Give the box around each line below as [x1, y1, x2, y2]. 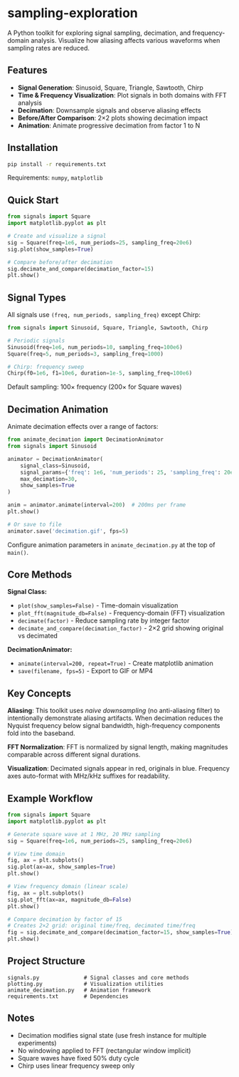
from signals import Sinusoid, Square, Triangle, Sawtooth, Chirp [7, 324, 208, 332]
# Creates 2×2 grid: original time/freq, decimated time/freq [7, 922, 196, 930]
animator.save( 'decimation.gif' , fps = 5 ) [7, 527, 129, 535]
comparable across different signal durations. [7, 750, 141, 759]
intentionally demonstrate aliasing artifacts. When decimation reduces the [7, 714, 223, 722]
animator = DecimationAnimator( [7, 455, 103, 462]
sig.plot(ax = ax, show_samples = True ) [7, 863, 116, 870]
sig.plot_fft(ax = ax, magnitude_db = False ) [7, 896, 132, 903]
